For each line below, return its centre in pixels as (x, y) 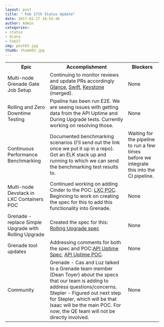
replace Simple (25, 222)
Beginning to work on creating (84, 196)
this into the (141, 170)
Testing (16, 119)
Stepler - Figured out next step (85, 293)
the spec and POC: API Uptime (84, 248)
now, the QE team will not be (82, 311)
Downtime (19, 113)
